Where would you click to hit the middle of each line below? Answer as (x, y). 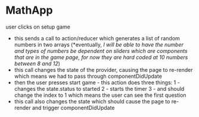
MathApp (29, 10)
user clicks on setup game (38, 27)
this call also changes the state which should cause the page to (92, 101)
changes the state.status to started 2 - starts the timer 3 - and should (99, 88)
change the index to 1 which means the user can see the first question (100, 95)
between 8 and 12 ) (37, 64)
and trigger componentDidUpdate (73, 107)
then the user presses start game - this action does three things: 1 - (97, 82)
